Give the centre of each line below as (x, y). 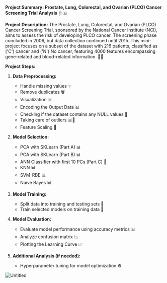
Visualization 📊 (36, 99)
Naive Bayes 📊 (36, 183)
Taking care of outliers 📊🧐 (48, 120)
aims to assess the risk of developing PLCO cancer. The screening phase (81, 35)
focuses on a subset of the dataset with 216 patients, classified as (89, 46)
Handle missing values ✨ (46, 86)
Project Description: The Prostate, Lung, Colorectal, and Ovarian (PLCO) (81, 24)
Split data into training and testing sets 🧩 (62, 204)
